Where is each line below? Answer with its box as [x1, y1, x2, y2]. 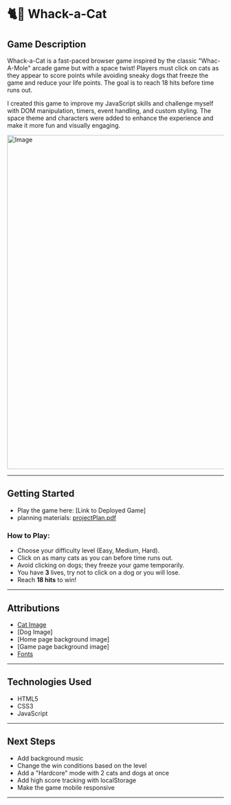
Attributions [7, 602, 60, 614]
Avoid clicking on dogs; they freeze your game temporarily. [16, 561, 185, 570]
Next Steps [7, 736, 56, 748]
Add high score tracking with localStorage [16, 776, 137, 784]
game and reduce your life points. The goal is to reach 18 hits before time [7, 79, 214, 87]
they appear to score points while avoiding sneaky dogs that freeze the [7, 71, 208, 79]
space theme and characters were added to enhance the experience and [7, 114, 214, 122]
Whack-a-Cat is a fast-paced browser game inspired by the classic [7, 57, 197, 65]
